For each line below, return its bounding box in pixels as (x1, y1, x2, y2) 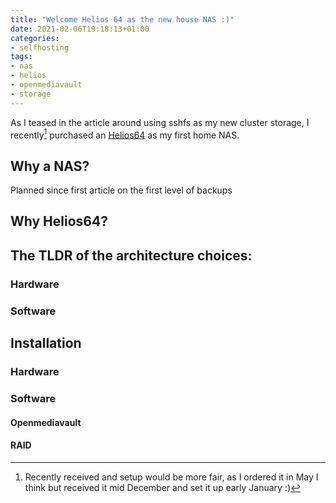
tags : (10, 52, 33, 62)
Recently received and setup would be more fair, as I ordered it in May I (24, 471, 319, 483)
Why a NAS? (10, 157, 90, 175)
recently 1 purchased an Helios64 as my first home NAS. (10, 127, 240, 141)
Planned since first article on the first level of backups (10, 184, 233, 196)
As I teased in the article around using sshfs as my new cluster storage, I (10, 116, 310, 128)
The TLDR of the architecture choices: (10, 247, 253, 264)
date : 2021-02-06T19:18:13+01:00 (10, 24, 150, 34)
